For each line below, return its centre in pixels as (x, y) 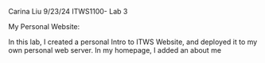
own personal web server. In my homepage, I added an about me (115, 50)
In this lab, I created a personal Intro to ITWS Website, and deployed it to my (133, 42)
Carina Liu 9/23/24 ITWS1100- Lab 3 (68, 11)
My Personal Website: (44, 26)
